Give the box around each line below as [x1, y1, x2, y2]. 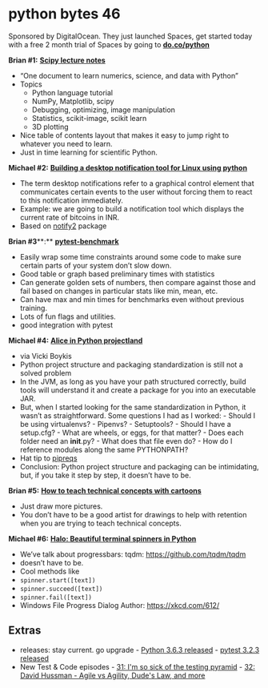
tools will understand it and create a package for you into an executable [19, 385, 256, 395]
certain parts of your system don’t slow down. [19, 260, 172, 270]
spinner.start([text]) [19, 576, 96, 585]
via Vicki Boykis [19, 351, 72, 360]
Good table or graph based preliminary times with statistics [19, 269, 215, 279]
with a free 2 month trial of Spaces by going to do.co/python [8, 39, 210, 49]
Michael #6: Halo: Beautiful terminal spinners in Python [8, 533, 197, 543]
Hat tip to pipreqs [19, 453, 78, 463]
